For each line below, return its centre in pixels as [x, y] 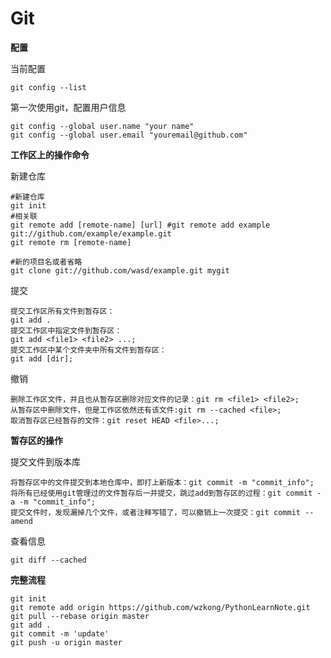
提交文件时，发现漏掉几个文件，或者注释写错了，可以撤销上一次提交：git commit [155, 512]
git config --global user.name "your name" [102, 126]
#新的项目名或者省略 [46, 262]
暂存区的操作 [36, 440]
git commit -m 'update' [60, 633]
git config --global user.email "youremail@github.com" [129, 135]
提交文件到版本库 [45, 461]
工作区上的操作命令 [50, 154]
